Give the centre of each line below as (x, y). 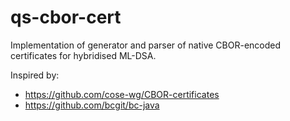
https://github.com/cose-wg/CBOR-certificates (122, 94)
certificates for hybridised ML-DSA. (83, 55)
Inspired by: (35, 75)
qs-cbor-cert (66, 17)
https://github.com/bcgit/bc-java (92, 105)
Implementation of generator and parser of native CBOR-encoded (146, 45)
